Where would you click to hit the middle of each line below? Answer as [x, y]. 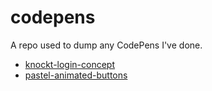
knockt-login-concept [70, 64]
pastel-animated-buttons [76, 75]
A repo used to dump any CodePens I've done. [106, 45]
